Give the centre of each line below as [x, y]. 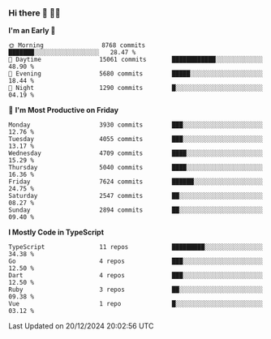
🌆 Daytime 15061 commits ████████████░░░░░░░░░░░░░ [136, 60]
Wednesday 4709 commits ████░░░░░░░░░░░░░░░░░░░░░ [136, 153]
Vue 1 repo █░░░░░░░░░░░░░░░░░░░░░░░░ [136, 304]
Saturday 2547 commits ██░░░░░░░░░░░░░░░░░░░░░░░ [136, 196]
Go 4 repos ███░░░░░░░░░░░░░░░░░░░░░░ [136, 262]
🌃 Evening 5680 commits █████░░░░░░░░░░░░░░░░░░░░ [136, 74]
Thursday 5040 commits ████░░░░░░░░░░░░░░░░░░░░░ [136, 168]
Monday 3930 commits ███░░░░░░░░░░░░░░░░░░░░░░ [136, 125]
